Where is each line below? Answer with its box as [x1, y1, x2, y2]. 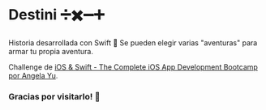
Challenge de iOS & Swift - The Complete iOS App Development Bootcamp [8, 61, 258, 72]
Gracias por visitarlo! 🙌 [8, 91, 101, 102]
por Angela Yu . [8, 70, 58, 80]
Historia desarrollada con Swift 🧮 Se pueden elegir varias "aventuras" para [8, 37, 258, 48]
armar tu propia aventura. [8, 46, 93, 56]
